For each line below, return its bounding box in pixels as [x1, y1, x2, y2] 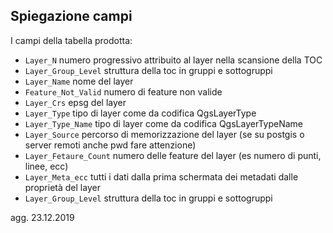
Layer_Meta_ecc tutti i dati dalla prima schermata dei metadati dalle [24, 170, 299, 183]
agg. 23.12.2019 [10, 211, 75, 223]
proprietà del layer [24, 181, 101, 193]
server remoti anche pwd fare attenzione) [24, 139, 197, 151]
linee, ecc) [24, 160, 69, 172]
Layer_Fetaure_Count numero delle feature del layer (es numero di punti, [24, 149, 322, 161]
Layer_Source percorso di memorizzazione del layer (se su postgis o [24, 128, 305, 140]
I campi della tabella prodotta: [10, 34, 133, 46]
